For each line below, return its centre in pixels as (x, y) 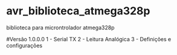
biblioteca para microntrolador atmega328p (60, 27)
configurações (24, 45)
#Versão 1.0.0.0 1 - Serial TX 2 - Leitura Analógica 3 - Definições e (89, 39)
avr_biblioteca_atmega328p (78, 11)
